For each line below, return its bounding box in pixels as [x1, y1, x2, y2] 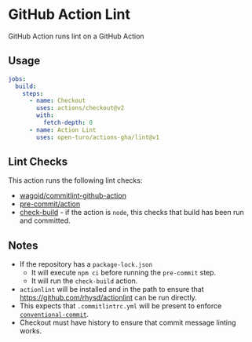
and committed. [19, 216, 71, 225]
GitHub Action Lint [8, 5, 131, 24]
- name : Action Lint [28, 126, 97, 134]
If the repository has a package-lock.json [19, 260, 153, 269]
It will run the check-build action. [31, 276, 138, 286]
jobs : [8, 75, 26, 83]
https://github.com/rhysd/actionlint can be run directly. [19, 293, 198, 303]
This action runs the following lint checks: [8, 176, 143, 185]
